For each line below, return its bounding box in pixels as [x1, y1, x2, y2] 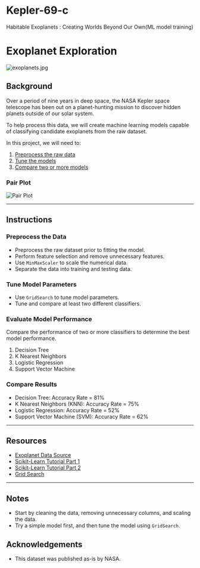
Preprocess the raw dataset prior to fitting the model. [14, 246, 145, 254]
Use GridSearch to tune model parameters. [14, 294, 120, 301]
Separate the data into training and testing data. [14, 265, 132, 272]
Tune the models [14, 157, 57, 164]
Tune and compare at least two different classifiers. [14, 300, 141, 307]
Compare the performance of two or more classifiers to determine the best [6, 329, 190, 336]
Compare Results [6, 380, 58, 388]
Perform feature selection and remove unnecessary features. [14, 252, 165, 260]
